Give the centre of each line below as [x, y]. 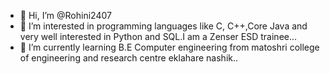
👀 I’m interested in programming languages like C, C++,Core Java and [163, 26]
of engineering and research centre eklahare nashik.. [129, 58]
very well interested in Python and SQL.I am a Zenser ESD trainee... [158, 36]
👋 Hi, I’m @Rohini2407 [65, 15]
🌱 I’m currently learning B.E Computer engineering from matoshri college [169, 47]
